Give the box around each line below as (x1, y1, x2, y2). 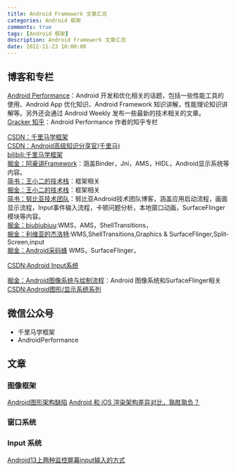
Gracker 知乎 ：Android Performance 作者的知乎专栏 (7, 117, 159, 126)
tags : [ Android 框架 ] (7, 30, 69, 37)
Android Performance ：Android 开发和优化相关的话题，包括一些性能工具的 (7, 91, 224, 100)
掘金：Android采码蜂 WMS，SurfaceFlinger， (7, 246, 140, 254)
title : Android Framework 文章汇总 (7, 10, 108, 18)
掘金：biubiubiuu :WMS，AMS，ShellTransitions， (7, 220, 153, 229)
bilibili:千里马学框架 (7, 150, 63, 159)
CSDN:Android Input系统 (7, 261, 79, 269)
